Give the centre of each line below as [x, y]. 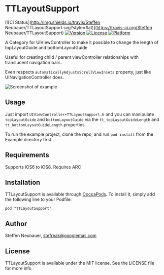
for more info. [19, 268]
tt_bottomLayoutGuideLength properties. [46, 124]
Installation [23, 182]
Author [16, 223]
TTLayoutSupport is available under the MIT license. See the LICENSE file [80, 263]
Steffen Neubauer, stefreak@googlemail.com [51, 236]
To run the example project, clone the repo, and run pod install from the [79, 134]
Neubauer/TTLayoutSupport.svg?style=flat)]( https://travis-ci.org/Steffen [79, 27]
